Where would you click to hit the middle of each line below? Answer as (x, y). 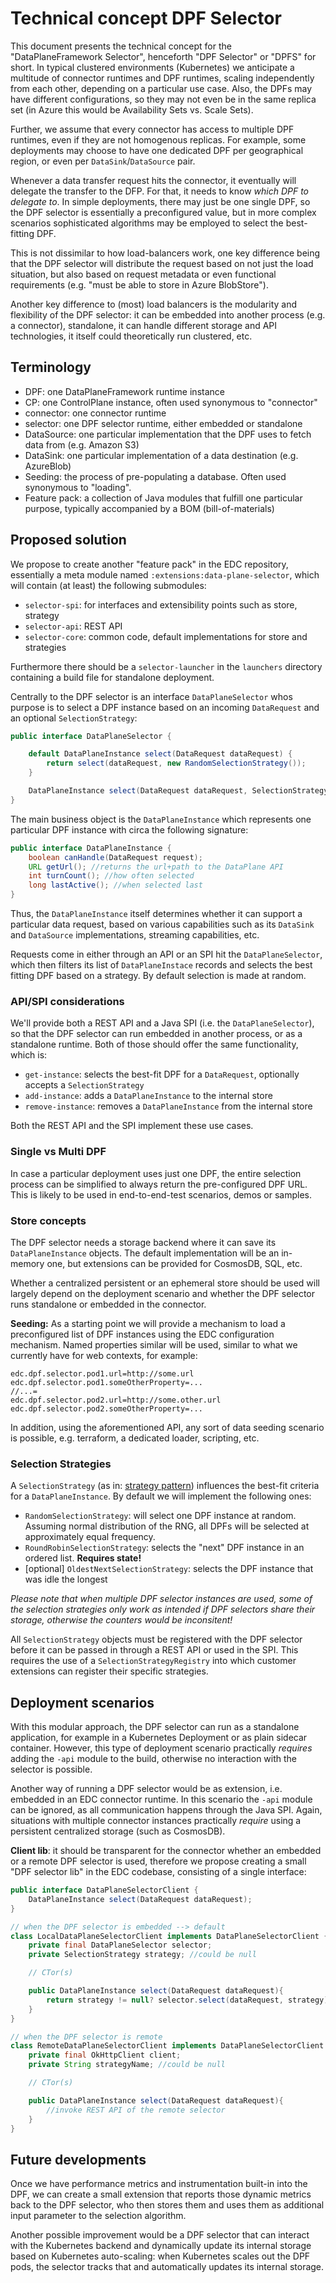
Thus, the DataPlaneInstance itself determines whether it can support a (156, 914)
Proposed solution (68, 540)
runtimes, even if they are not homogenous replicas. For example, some (158, 139)
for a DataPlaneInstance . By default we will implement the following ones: (161, 1496)
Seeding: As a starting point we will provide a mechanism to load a (148, 1323)
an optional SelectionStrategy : (74, 718)
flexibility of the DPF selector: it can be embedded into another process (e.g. (168, 314)
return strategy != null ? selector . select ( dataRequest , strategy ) (187, 2000)
